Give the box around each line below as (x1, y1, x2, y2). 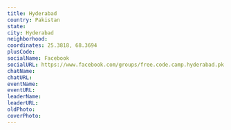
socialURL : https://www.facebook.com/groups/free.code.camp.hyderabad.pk (7, 61, 225, 68)
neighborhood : (7, 36, 48, 43)
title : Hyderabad (7, 10, 57, 17)
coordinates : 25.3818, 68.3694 (7, 42, 98, 49)
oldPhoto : (7, 106, 36, 113)
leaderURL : (7, 100, 39, 107)
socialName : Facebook (7, 55, 70, 62)
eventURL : (7, 87, 36, 94)
